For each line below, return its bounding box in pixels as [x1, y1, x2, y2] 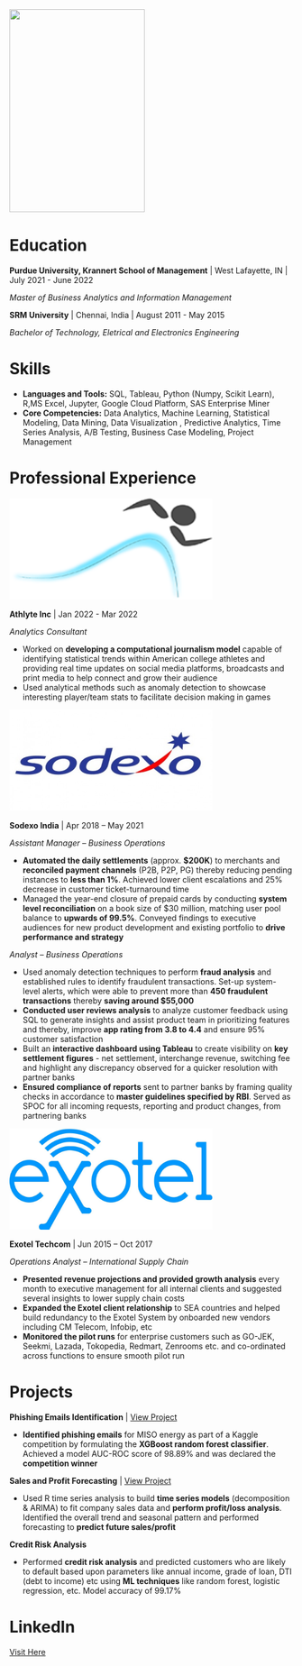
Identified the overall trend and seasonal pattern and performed [22, 1512, 260, 1523]
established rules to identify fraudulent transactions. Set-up [22, 975, 244, 986]
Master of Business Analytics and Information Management [9, 292, 233, 303]
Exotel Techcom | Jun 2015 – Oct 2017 [9, 1239, 153, 1249]
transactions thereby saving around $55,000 [22, 995, 195, 1006]
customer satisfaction [22, 1033, 104, 1044]
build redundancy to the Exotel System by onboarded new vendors [22, 1312, 270, 1323]
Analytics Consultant [9, 626, 87, 636]
